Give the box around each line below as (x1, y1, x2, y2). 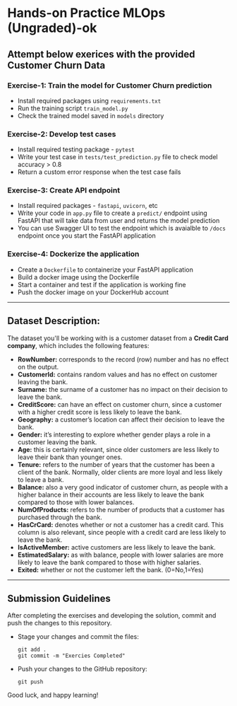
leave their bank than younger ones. (17, 453, 123, 461)
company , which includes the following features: (7, 341, 150, 349)
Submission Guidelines (7, 592, 111, 604)
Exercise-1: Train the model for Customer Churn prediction (7, 80, 212, 90)
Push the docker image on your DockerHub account (17, 288, 169, 296)
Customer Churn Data (7, 59, 106, 71)
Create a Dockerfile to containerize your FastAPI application (17, 265, 194, 274)
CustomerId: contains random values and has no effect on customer (17, 370, 218, 378)
